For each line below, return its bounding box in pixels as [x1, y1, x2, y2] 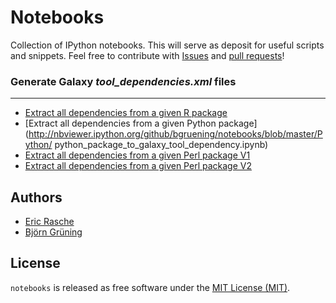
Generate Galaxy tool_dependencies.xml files [10, 74, 237, 88]
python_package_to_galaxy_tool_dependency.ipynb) [54, 139, 269, 151]
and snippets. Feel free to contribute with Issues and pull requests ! [10, 49, 285, 61]
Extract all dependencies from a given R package [24, 107, 228, 119]
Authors [10, 189, 63, 206]
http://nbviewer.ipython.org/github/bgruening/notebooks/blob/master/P [28, 128, 323, 140]
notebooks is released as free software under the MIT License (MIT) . [10, 281, 291, 293]
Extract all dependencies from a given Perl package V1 [24, 149, 251, 161]
